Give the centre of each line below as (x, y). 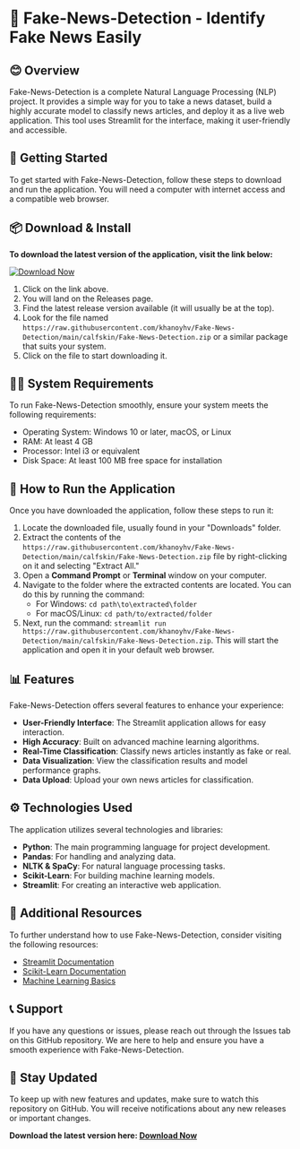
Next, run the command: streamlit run (94, 623)
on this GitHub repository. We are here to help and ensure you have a (137, 1040)
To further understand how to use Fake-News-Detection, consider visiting (146, 935)
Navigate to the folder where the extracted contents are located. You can (157, 585)
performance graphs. (61, 771)
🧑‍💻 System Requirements (81, 384)
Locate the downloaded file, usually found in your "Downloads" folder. (152, 528)
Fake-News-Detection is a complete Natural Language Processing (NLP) (143, 92)
